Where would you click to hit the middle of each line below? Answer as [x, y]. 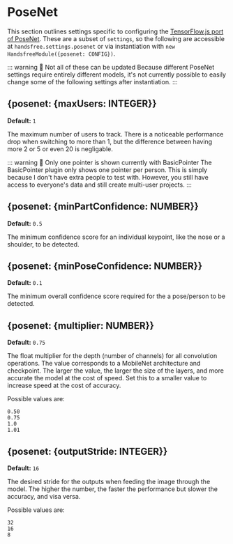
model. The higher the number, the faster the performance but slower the [113, 489]
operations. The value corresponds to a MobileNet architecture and [104, 364]
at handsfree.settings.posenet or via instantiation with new [91, 46]
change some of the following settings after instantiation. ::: [92, 81]
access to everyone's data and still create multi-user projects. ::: [99, 185]
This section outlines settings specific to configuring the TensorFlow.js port [115, 31]
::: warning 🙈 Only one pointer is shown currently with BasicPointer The [110, 162]
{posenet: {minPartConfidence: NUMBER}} [103, 207]
